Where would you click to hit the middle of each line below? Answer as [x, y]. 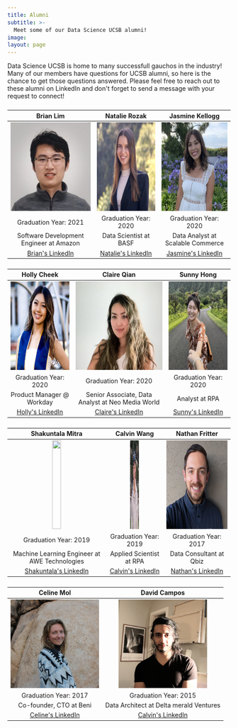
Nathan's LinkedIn [197, 571]
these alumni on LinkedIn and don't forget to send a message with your [111, 89]
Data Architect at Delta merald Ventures [163, 705]
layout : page [27, 45]
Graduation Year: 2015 [163, 695]
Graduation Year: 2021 [51, 222]
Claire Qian [119, 275]
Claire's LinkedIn [119, 412]
